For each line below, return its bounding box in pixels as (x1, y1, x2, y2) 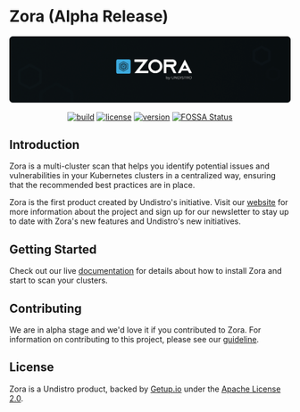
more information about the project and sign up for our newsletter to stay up (9, 207, 289, 218)
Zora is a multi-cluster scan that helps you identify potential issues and (9, 161, 270, 171)
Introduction (9, 136, 80, 152)
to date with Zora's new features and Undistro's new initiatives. (9, 216, 241, 227)
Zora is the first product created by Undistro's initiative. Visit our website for (9, 197, 288, 208)
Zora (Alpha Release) (9, 6, 169, 27)
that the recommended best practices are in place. (9, 180, 196, 191)
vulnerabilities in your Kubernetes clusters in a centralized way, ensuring (9, 170, 277, 181)
